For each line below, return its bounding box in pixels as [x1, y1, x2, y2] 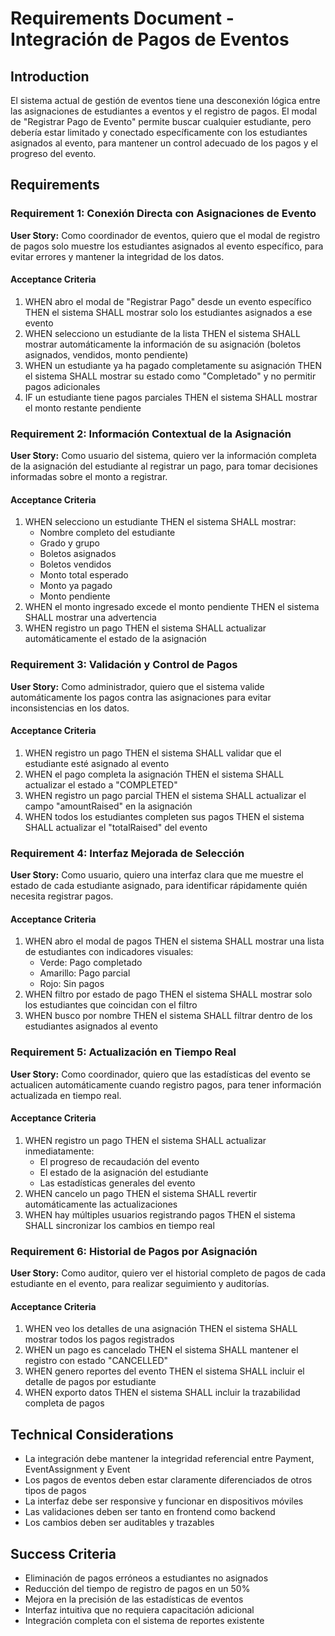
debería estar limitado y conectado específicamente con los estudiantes [10, 127, 308, 138]
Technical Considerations [10, 1426, 174, 1443]
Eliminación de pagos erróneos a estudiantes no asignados [24, 1572, 269, 1584]
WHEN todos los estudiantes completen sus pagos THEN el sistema [24, 810, 305, 822]
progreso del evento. [10, 148, 97, 159]
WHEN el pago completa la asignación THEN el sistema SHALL [24, 768, 285, 780]
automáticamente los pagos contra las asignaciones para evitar [10, 691, 272, 703]
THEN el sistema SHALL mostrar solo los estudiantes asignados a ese [24, 306, 313, 318]
